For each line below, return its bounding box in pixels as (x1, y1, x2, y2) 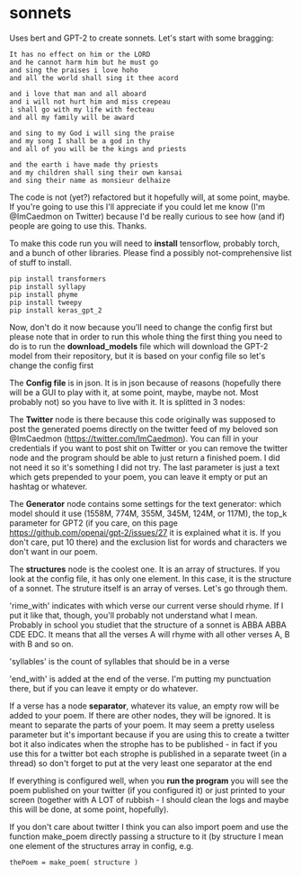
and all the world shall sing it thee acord (9, 73, 179, 83)
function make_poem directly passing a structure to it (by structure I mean (9, 831, 284, 842)
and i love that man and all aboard (9, 89, 146, 98)
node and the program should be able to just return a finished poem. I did (9, 452, 280, 463)
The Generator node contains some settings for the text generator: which (9, 498, 281, 509)
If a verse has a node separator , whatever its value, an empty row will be (9, 700, 280, 711)
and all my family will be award (9, 113, 135, 122)
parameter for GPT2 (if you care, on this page (9, 517, 178, 528)
